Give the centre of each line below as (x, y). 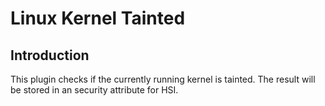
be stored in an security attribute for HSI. (94, 90)
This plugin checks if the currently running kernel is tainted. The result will (163, 79)
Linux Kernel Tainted (98, 18)
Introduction (50, 55)
